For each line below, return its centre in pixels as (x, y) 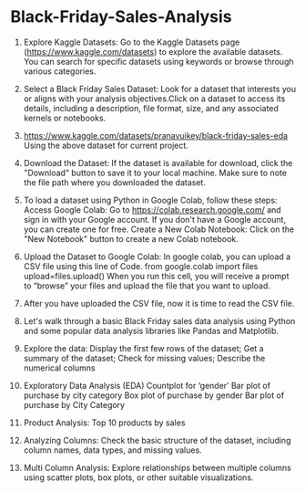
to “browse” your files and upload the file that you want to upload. (147, 286)
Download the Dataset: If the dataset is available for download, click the (158, 162)
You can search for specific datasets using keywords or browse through (158, 61)
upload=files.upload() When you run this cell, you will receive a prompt (156, 276)
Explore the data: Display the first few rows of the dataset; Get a (143, 348)
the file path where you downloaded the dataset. (114, 182)
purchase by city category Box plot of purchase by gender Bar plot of (154, 395)
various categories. (60, 71)
